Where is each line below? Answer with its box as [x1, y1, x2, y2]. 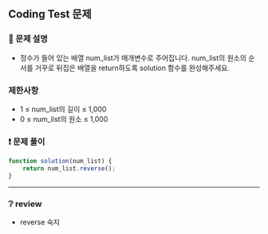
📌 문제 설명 [8, 33, 48, 45]
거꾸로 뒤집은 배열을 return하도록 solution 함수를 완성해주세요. [34, 63, 230, 72]
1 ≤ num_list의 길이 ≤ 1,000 [19, 104, 107, 114]
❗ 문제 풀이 [8, 136, 45, 147]
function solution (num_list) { [8, 158, 112, 166]
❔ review [8, 198, 42, 209]
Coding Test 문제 [8, 7, 92, 21]
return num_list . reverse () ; [22, 165, 116, 173]
